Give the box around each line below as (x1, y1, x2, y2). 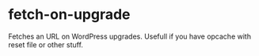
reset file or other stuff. (8, 39, 83, 49)
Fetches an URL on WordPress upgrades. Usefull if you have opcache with (8, 32, 252, 41)
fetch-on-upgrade (8, 6, 131, 24)
